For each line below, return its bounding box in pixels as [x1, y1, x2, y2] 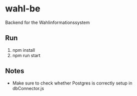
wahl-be [5, 3, 41, 14]
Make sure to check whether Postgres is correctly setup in [12, 80, 133, 86]
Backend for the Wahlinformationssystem [5, 19, 90, 25]
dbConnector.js [12, 85, 44, 91]
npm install [12, 47, 35, 53]
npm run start [12, 52, 41, 58]
